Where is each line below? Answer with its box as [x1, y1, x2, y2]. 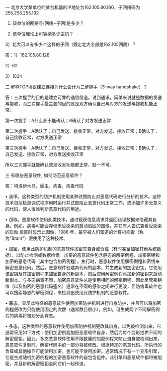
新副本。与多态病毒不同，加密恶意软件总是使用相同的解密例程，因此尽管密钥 [5, 277, 162, 283]
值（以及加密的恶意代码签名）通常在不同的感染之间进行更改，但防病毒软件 [5, 283, 158, 289]
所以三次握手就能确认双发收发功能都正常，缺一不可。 [5, 162, 114, 168]
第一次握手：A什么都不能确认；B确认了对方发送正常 [5, 118, 111, 123]
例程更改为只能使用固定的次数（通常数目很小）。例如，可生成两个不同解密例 [5, 306, 160, 312]
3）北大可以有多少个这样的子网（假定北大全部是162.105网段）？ [5, 41, 137, 47]
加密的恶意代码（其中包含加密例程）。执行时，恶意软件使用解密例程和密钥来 [5, 258, 160, 264]
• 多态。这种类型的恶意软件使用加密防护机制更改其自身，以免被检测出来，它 [5, 323, 162, 329]
